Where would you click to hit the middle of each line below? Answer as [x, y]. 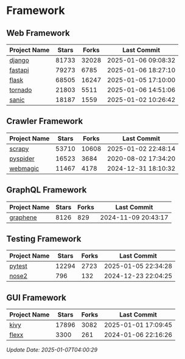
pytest [18, 266]
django [19, 60]
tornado [21, 90]
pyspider [22, 159]
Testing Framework [44, 239]
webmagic [24, 168]
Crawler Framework [45, 121]
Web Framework [38, 33]
